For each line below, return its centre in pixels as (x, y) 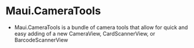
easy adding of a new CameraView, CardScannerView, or (85, 33)
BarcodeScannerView (41, 40)
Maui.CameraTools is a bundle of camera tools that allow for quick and (101, 27)
